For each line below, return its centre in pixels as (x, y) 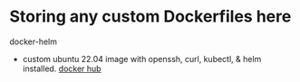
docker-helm (33, 41)
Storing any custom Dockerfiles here (150, 17)
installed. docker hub (62, 68)
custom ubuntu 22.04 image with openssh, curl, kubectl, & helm (142, 59)
